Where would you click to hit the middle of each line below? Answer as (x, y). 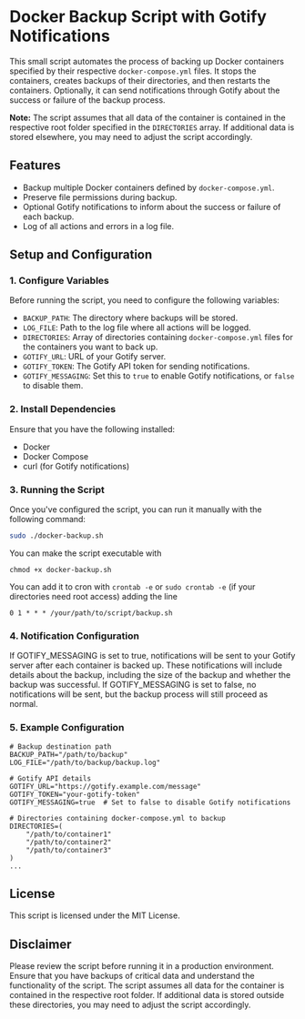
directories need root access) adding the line (93, 596)
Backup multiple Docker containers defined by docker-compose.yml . (148, 187)
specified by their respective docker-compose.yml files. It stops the (133, 71)
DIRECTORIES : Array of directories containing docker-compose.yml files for (158, 338)
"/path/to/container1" (69, 834)
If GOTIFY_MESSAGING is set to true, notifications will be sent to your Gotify (152, 656)
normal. (24, 704)
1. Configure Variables (59, 281)
